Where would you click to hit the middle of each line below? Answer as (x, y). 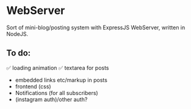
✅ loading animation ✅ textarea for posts (58, 68)
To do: (19, 53)
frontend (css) (33, 86)
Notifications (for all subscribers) (57, 93)
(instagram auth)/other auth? (51, 99)
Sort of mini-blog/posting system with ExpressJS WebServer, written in (96, 27)
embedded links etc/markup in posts (61, 80)
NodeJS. (17, 33)
